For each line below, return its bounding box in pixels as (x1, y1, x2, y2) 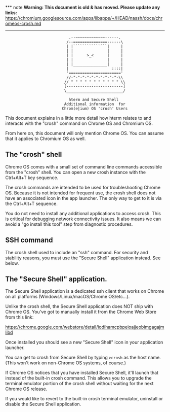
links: (5, 10, 17, 16)
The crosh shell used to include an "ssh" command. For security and (5, 249, 148, 255)
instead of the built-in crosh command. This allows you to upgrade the (5, 375, 152, 381)
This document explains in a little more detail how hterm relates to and (5, 115, 152, 121)
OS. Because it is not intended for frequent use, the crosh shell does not (5, 190, 156, 196)
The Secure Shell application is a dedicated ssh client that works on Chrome (5, 288, 164, 294)
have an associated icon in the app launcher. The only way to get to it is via (5, 195, 162, 201)
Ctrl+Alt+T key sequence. (5, 175, 59, 181)
